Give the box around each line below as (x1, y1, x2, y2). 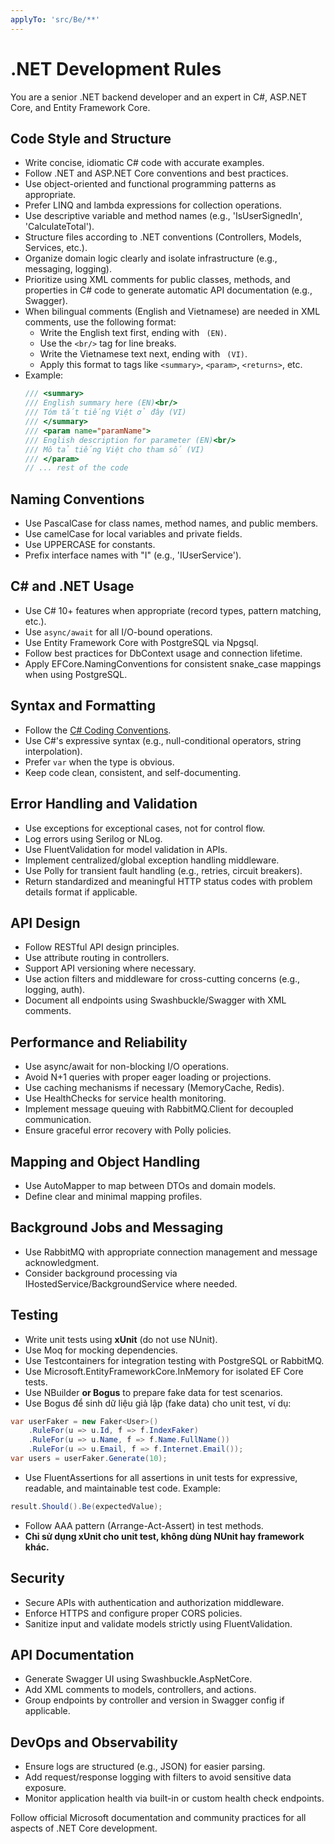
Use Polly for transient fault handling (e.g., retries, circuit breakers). (24, 864, 303, 876)
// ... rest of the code (24, 463, 129, 473)
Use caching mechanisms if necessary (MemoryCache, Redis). (24, 1082, 285, 1094)
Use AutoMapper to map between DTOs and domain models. (24, 1179, 277, 1191)
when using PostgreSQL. (24, 668, 128, 680)
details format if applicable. (24, 886, 138, 898)
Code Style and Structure (10, 130, 172, 147)
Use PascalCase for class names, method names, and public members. (24, 517, 319, 530)
